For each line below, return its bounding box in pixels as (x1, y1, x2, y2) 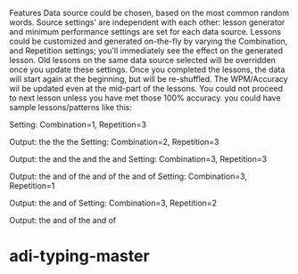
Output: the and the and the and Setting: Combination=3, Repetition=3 (9, 154, 268, 164)
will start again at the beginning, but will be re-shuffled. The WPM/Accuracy (9, 74, 288, 84)
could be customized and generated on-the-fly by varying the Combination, (9, 36, 288, 46)
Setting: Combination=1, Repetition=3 (9, 119, 147, 130)
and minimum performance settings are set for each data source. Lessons (9, 27, 282, 36)
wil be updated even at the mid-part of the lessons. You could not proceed (9, 84, 284, 93)
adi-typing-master (9, 246, 150, 266)
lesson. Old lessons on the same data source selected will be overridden (9, 55, 277, 65)
